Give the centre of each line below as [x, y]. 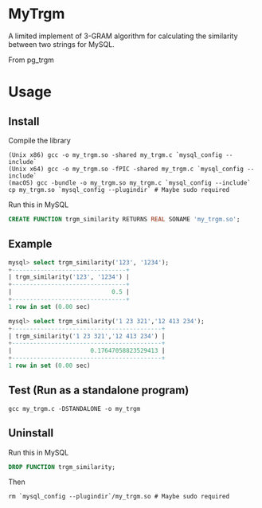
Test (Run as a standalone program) [99, 391]
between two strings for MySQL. [62, 44]
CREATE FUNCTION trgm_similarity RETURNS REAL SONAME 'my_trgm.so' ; [124, 219]
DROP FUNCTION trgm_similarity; [62, 467]
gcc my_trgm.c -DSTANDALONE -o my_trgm [74, 408]
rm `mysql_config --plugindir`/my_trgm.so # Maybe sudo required [119, 497]
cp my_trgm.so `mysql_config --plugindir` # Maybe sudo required [119, 190]
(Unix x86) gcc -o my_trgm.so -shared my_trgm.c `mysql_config [115, 155]
